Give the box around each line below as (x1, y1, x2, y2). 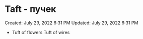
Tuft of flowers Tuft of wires (12, 29, 70, 35)
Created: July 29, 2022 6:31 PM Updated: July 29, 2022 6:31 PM (5, 20, 138, 26)
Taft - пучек (5, 3, 56, 15)
